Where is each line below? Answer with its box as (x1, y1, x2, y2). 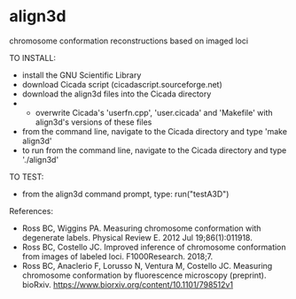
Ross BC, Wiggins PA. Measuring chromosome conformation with (21, 223, 261, 234)
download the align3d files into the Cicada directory (21, 88, 212, 99)
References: (9, 205, 53, 216)
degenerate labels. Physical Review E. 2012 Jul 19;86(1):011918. (21, 232, 253, 242)
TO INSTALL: (9, 52, 56, 63)
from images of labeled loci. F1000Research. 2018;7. (21, 250, 214, 262)
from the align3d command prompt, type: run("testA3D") (21, 188, 230, 199)
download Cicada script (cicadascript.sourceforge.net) (21, 79, 223, 89)
